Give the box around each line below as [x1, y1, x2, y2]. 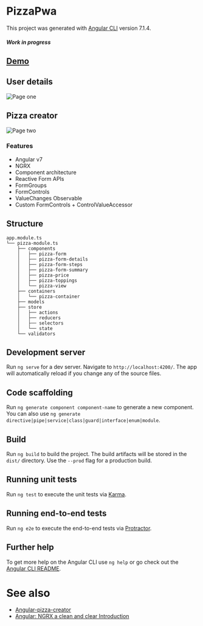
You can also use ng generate [6, 410, 81, 418]
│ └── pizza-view [17, 283, 67, 289]
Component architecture [15, 169, 77, 176]
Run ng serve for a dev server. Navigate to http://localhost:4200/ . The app [6, 364, 198, 371]
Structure [6, 219, 44, 229]
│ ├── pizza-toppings [17, 277, 78, 284]
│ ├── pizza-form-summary [17, 267, 88, 273]
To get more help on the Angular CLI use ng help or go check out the [6, 558, 179, 566]
